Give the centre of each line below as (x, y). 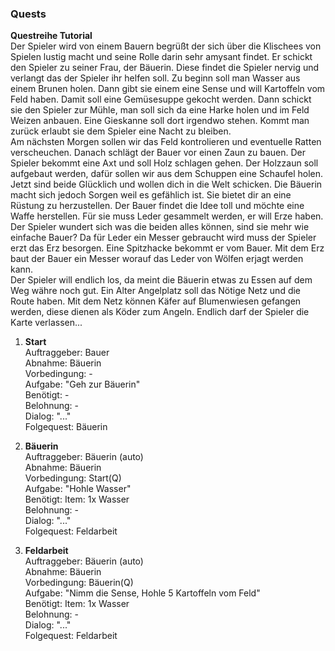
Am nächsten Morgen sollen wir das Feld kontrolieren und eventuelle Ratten (166, 142)
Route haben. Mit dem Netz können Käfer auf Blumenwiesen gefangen (156, 301)
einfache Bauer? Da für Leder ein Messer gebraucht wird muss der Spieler (163, 238)
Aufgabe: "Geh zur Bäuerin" (82, 384)
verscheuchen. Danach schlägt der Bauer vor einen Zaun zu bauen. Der (158, 153)
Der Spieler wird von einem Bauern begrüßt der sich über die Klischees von (166, 46)
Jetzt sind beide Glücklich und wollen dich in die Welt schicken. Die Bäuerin (166, 184)
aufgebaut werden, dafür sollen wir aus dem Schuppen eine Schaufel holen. (167, 174)
